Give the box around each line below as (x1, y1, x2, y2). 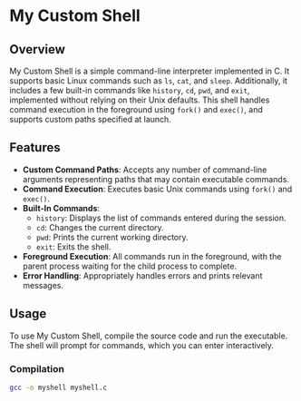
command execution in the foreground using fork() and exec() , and (9, 104, 263, 114)
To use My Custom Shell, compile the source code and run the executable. (9, 330, 288, 341)
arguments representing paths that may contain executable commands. (22, 173, 290, 184)
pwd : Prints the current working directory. (35, 231, 189, 242)
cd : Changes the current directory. (35, 221, 165, 232)
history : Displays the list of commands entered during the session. (35, 212, 287, 223)
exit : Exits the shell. (35, 241, 112, 252)
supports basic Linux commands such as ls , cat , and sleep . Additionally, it (9, 75, 288, 86)
